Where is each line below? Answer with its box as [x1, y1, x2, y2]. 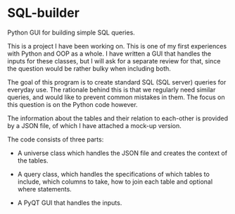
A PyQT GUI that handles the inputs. [17, 199, 122, 207]
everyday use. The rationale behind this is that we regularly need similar [7, 85, 216, 94]
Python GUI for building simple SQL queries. [7, 28, 135, 37]
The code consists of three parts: [7, 135, 104, 144]
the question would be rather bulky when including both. [7, 64, 171, 73]
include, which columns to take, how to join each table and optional [17, 177, 213, 186]
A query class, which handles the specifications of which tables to [17, 170, 210, 178]
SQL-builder [7, 5, 80, 21]
